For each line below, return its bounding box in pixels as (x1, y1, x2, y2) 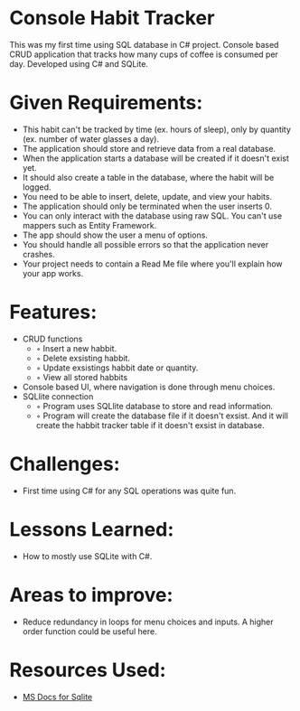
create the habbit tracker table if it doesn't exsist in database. (35, 419, 265, 430)
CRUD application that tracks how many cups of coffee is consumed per (9, 49, 278, 60)
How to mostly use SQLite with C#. (22, 550, 153, 561)
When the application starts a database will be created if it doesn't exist (22, 153, 289, 164)
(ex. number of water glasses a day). (22, 133, 160, 145)
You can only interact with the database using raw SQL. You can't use (22, 210, 283, 221)
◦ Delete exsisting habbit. (35, 352, 131, 363)
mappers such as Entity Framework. (22, 220, 157, 230)
